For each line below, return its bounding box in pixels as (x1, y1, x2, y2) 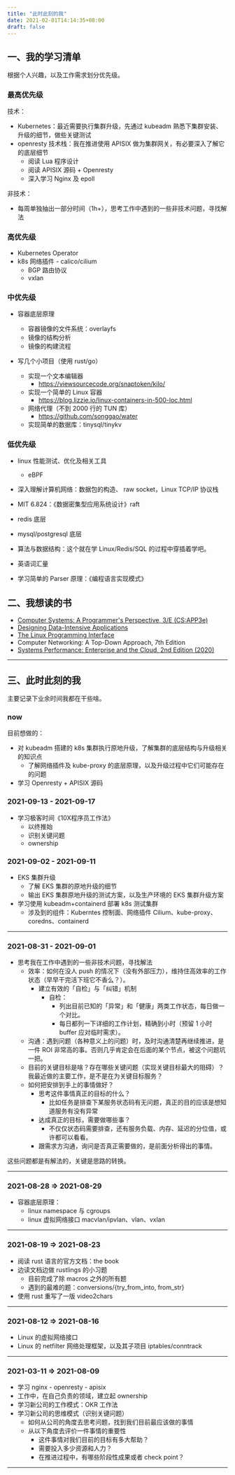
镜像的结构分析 (27, 333, 71, 342)
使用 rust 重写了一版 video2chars (17, 1292, 113, 1300)
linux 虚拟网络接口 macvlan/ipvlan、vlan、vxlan (27, 1215, 166, 1224)
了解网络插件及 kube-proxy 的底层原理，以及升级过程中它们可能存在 (27, 761, 225, 770)
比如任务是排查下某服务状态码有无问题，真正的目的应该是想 (48, 1098, 221, 1107)
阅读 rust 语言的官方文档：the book (17, 1257, 120, 1265)
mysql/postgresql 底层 (17, 530, 82, 538)
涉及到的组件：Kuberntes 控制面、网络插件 (27, 908, 152, 916)
